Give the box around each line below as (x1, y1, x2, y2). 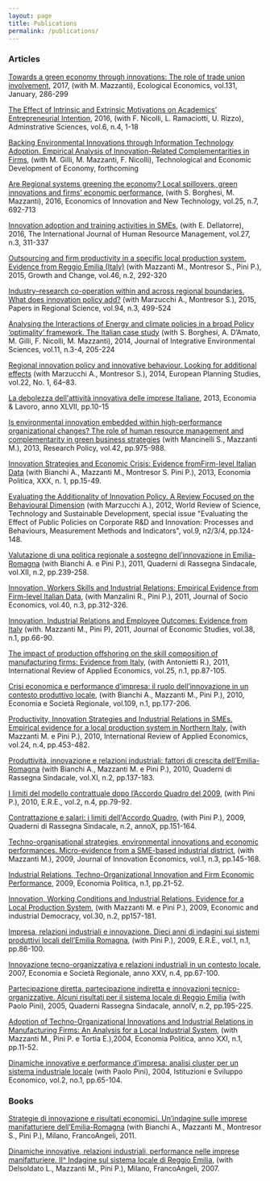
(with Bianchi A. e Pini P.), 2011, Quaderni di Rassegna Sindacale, (41, 558, 257, 568)
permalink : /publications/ (8, 27, 99, 35)
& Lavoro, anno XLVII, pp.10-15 (8, 401, 110, 411)
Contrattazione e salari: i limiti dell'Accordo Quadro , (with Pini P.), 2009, (8, 813, 246, 822)
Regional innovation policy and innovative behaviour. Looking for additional (8, 360, 257, 370)
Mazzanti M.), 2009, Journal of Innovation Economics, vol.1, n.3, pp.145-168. (8, 854, 261, 864)
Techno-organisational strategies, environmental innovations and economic (8, 837, 260, 847)
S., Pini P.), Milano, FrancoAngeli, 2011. (8, 1130, 137, 1140)
